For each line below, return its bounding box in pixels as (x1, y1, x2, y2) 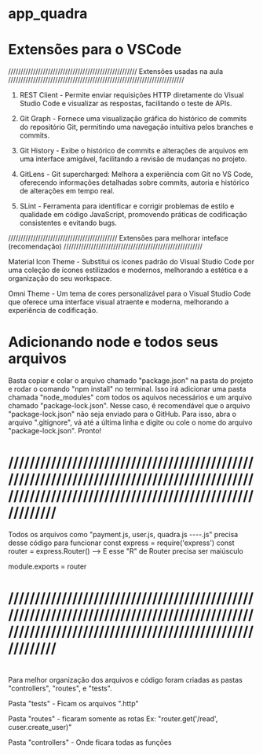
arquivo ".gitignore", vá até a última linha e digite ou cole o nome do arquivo (8, 418, 253, 427)
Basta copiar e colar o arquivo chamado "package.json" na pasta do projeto (8, 376, 254, 385)
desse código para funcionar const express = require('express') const (8, 538, 235, 547)
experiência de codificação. (8, 306, 98, 315)
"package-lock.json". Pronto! (8, 426, 102, 436)
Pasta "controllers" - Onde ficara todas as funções (8, 738, 172, 747)
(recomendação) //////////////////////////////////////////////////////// (8, 241, 203, 252)
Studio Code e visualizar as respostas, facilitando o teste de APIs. (19, 99, 232, 109)
